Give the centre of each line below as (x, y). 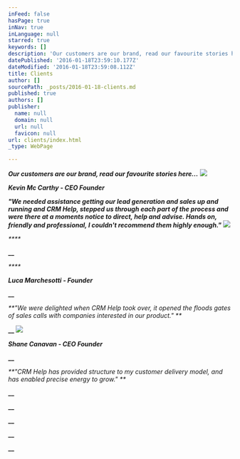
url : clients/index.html (45, 140)
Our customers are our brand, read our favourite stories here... (103, 174)
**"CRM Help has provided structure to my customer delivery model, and (115, 372)
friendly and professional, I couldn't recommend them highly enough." (115, 225)
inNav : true (26, 27)
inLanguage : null (34, 34)
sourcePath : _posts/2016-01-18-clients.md (72, 87)
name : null (31, 113)
